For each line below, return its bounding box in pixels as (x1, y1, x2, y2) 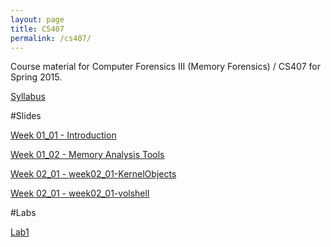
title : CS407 (10, 24, 65, 34)
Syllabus (10, 91, 46, 103)
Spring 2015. (10, 71, 63, 83)
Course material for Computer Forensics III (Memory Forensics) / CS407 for (10, 61, 321, 73)
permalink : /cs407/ (10, 33, 92, 43)
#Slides (10, 110, 42, 122)
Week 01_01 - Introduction (10, 129, 117, 141)
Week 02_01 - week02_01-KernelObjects (10, 168, 177, 180)
